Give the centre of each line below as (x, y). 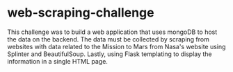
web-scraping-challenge (81, 13)
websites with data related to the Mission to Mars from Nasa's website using (116, 46)
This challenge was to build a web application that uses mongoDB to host (112, 32)
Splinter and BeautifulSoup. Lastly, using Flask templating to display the (110, 54)
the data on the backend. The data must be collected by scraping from (109, 39)
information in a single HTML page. (57, 61)
